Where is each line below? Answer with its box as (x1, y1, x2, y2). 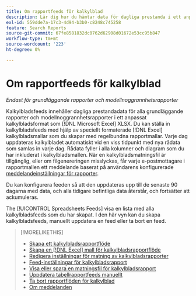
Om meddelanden (29, 283, 72, 290)
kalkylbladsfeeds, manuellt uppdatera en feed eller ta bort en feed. (6, 217, 166, 224)
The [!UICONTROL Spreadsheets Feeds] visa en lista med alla (6, 205, 155, 212)
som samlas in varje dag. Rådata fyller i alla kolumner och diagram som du (6, 144, 185, 152)
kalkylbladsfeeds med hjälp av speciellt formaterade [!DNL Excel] (6, 126, 163, 133)
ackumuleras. (6, 194, 39, 201)
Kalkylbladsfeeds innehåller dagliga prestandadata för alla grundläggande (6, 108, 184, 115)
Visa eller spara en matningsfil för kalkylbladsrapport (29, 264, 156, 272)
